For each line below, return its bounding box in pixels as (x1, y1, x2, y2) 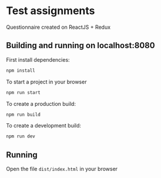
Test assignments (6, 4, 95, 18)
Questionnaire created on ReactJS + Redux (6, 23, 110, 31)
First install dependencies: (6, 56, 70, 63)
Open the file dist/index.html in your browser (6, 166, 118, 173)
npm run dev (6, 133, 35, 139)
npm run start (6, 89, 41, 95)
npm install (6, 68, 35, 73)
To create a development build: (6, 122, 81, 129)
